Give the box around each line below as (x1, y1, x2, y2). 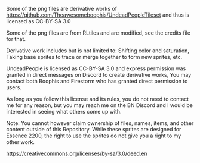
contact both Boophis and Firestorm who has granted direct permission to (6, 77, 188, 84)
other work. (6, 139, 35, 145)
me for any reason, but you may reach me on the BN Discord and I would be (6, 102, 193, 109)
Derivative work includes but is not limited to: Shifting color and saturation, (6, 47, 190, 54)
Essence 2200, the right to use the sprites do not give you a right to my (6, 132, 181, 139)
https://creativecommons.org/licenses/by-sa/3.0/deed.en (6, 150, 147, 157)
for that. (6, 36, 26, 42)
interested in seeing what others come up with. (6, 108, 122, 115)
